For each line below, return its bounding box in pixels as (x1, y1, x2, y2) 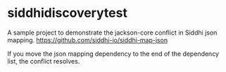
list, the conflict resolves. (7, 56, 80, 65)
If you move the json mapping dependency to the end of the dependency (7, 49, 220, 58)
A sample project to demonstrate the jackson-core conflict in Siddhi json (7, 28, 218, 37)
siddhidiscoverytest (7, 5, 128, 21)
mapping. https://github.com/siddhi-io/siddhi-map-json (7, 35, 168, 44)
